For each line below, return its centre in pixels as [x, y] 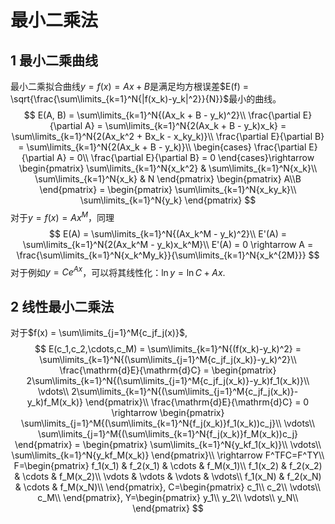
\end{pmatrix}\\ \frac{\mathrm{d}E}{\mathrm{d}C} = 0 [197, 402]
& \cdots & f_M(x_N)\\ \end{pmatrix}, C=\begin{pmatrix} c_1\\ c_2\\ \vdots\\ [168, 487]
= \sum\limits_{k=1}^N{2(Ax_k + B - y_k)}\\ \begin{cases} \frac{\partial [162, 147]
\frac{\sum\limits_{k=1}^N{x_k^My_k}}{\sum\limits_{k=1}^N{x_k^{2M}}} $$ [168, 255]
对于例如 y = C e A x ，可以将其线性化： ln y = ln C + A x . [118, 271]
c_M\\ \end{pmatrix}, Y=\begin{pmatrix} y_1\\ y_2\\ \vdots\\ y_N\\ [168, 498]
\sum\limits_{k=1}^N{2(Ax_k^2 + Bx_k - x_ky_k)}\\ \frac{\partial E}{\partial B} [168, 136]
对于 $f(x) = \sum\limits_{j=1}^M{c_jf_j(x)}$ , [99, 333]
